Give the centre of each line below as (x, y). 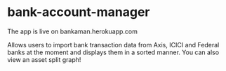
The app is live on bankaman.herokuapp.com (73, 31)
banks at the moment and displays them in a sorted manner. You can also (113, 52)
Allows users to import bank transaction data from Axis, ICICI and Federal (113, 45)
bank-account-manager (79, 12)
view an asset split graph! (44, 59)
